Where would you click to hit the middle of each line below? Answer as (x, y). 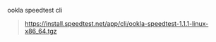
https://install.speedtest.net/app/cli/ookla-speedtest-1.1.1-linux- (116, 23)
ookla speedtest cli (35, 10)
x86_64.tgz (41, 31)
